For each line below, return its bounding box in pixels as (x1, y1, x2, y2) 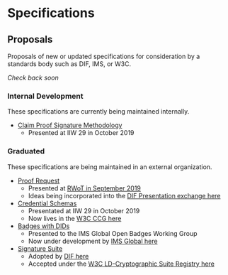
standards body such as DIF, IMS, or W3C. (7, 60, 132, 68)
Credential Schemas (17, 199, 77, 207)
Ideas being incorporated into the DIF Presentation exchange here (28, 191, 221, 200)
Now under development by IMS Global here (28, 237, 158, 245)
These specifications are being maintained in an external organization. (7, 162, 212, 171)
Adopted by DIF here (28, 252, 89, 260)
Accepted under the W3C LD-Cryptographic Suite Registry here (28, 259, 215, 268)
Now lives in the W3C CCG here (28, 214, 122, 222)
